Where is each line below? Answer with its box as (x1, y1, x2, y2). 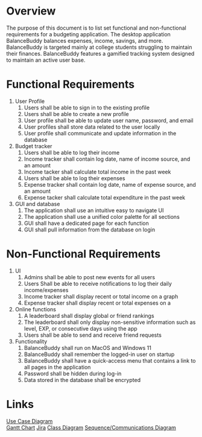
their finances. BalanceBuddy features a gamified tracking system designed (6, 50, 195, 57)
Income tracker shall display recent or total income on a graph (24, 293, 178, 300)
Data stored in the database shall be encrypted (24, 376, 140, 383)
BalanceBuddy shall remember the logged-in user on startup (24, 351, 175, 358)
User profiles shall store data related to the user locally (24, 123, 160, 131)
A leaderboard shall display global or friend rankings (24, 312, 155, 319)
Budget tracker (14, 142, 52, 149)
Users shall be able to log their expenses (24, 174, 125, 182)
